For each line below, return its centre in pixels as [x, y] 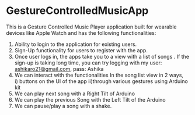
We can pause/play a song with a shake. [63, 106]
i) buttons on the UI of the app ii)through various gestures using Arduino [101, 81]
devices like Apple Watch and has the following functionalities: [81, 33]
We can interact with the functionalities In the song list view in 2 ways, [99, 75]
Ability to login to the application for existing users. [76, 44]
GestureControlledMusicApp [77, 11]
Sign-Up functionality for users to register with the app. [81, 50]
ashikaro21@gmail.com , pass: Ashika [59, 69]
